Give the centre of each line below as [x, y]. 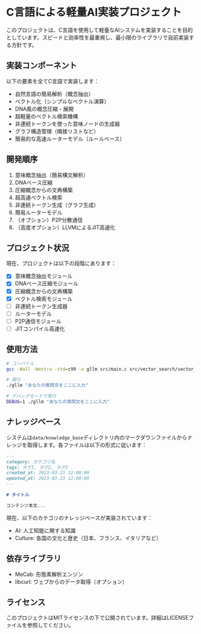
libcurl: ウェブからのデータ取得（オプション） [71, 581]
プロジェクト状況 [38, 248]
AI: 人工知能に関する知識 [45, 531]
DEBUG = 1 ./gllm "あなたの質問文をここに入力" [58, 402]
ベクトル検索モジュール [44, 298]
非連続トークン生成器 [41, 306]
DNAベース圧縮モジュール [47, 284]
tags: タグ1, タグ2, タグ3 [37, 467]
